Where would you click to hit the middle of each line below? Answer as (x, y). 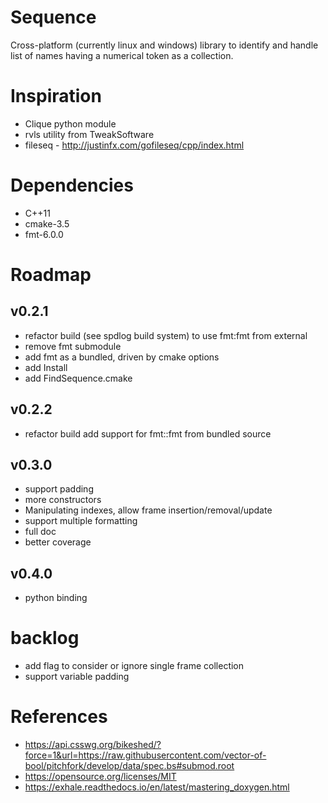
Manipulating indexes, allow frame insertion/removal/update (148, 510)
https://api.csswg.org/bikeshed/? (93, 745)
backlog (45, 638)
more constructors (63, 500)
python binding (56, 598)
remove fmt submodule (73, 346)
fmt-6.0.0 (44, 234)
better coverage (58, 542)
